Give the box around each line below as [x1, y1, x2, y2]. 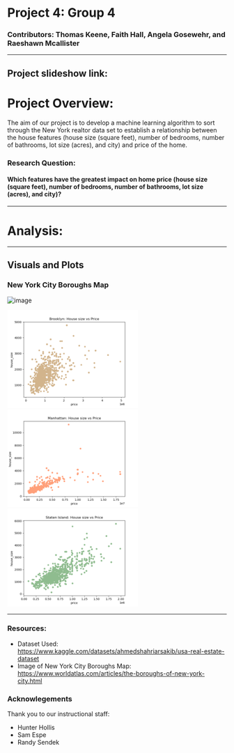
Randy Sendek [17, 738, 60, 747]
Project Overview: [7, 95, 114, 111]
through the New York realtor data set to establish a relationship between [7, 125, 217, 134]
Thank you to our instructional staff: [7, 710, 110, 718]
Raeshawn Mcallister [7, 38, 80, 48]
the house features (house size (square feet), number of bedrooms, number [7, 133, 225, 141]
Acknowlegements [7, 694, 73, 704]
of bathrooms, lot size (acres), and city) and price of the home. [7, 141, 188, 149]
